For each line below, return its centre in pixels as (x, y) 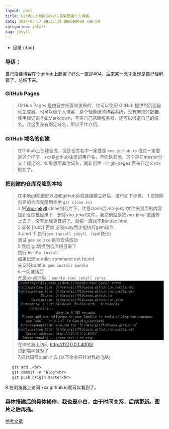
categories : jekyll (26, 27)
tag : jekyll (18, 32)
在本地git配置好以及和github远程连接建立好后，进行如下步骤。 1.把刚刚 (91, 196)
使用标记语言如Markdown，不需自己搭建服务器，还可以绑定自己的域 (88, 118)
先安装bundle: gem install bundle (53, 265)
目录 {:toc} (23, 47)
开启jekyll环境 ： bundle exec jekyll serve (62, 278)
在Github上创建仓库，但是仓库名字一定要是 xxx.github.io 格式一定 (87, 151)
